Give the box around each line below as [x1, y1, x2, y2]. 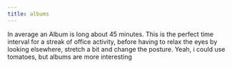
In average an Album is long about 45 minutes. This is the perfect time [7, 30, 214, 38]
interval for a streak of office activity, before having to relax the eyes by [7, 37, 218, 46]
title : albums [7, 10, 50, 18]
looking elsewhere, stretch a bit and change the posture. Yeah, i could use [7, 45, 226, 53]
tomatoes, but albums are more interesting [7, 52, 132, 61]
